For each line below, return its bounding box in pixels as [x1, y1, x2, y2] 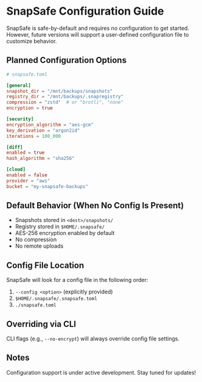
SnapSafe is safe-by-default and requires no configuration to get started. [6, 24, 190, 32]
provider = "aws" [6, 178, 50, 184]
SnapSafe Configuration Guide [6, 4, 164, 18]
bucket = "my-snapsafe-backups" [6, 183, 88, 190]
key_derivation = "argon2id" [6, 127, 80, 134]
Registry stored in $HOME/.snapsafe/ [15, 223, 105, 230]
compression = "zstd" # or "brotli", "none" [6, 99, 124, 106]
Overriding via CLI [6, 319, 76, 329]
